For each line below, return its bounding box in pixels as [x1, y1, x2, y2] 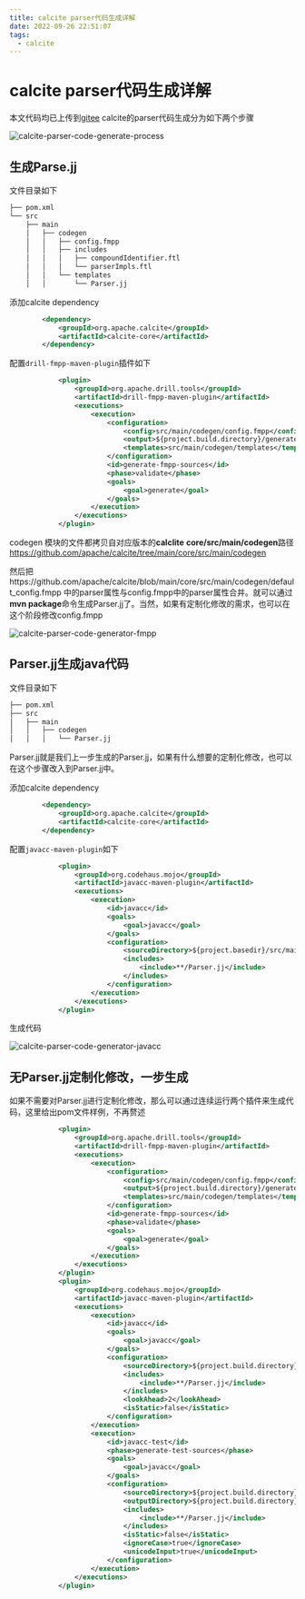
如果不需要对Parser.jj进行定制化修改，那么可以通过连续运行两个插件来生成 [9, 1096, 286, 1107]
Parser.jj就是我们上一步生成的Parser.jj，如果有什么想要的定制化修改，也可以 [9, 751, 292, 763]
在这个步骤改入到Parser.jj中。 [9, 763, 120, 774]
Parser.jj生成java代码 [9, 656, 130, 672]
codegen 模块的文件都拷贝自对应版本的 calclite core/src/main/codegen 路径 [9, 537, 295, 548]
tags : [9, 30, 30, 39]
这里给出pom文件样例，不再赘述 [25, 1107, 146, 1117]
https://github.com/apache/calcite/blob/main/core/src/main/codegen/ [9, 576, 271, 587]
